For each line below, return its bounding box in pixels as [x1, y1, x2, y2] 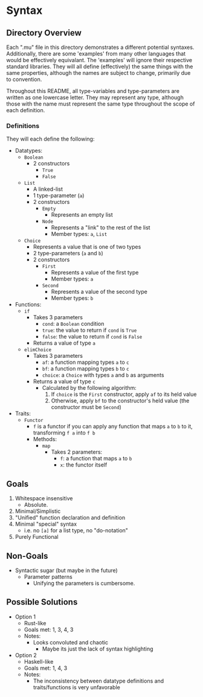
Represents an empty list [51, 211, 113, 218]
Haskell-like [24, 658, 54, 665]
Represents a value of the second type [51, 288, 148, 296]
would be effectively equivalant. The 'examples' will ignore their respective [6, 57, 192, 63]
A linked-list [33, 185, 63, 193]
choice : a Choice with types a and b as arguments [42, 372, 164, 379]
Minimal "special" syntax [14, 520, 77, 528]
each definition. [6, 107, 45, 113]
